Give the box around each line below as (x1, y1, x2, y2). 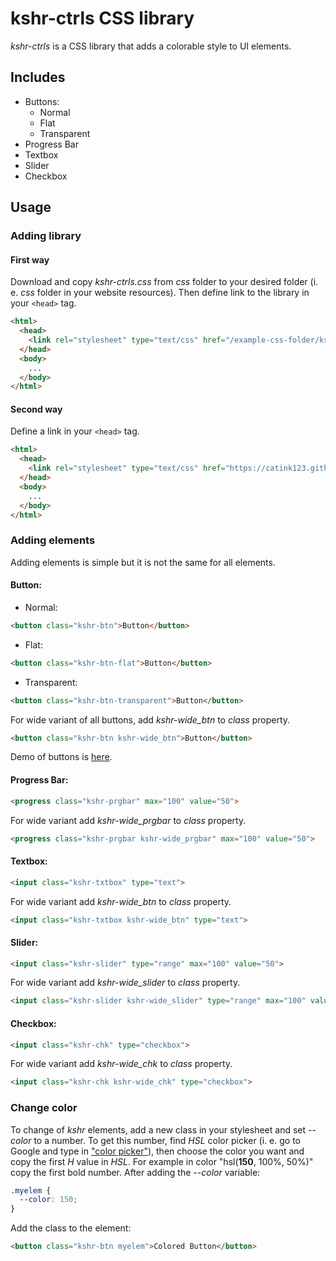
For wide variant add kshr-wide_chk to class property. (10, 1058, 233, 1070)
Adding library (10, 229, 82, 243)
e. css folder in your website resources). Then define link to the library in (10, 287, 310, 299)
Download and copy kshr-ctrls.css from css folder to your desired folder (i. (10, 276, 319, 288)
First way (10, 253, 50, 266)
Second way (10, 403, 63, 415)
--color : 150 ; (19, 1195, 78, 1205)
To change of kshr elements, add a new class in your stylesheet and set (10, 1123, 307, 1136)
